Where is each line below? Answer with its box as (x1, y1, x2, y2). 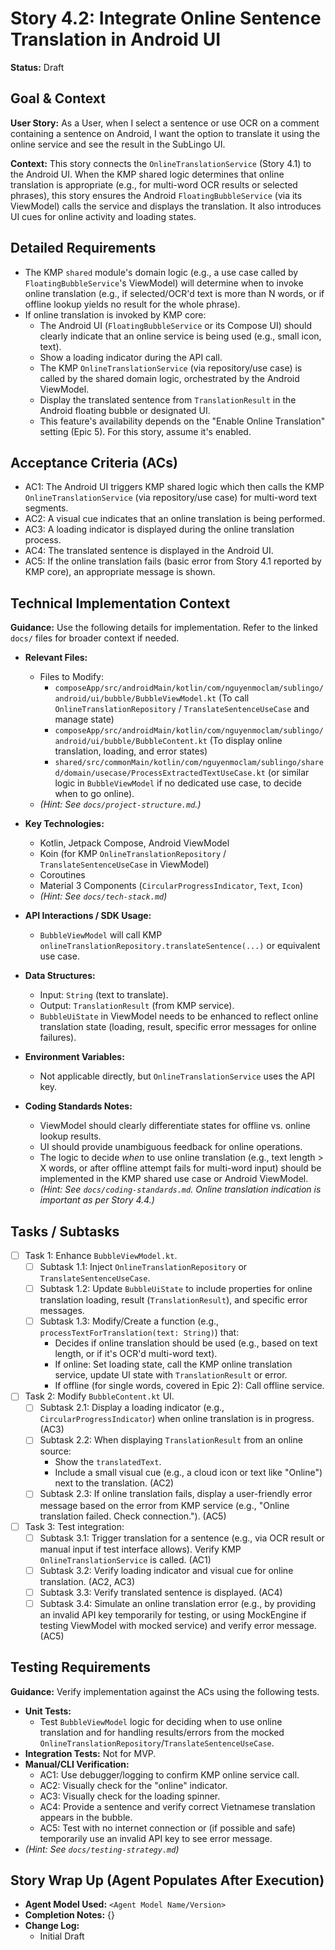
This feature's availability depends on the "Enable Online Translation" (39, 415, 326, 427)
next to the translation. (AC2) (54, 1477, 175, 1489)
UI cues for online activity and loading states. (10, 210, 197, 222)
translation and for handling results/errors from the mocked (39, 1726, 285, 1738)
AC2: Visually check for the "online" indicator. (39, 1779, 228, 1791)
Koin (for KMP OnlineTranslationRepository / (39, 848, 227, 860)
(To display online (209, 735, 283, 747)
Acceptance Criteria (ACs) (10, 454, 178, 471)
